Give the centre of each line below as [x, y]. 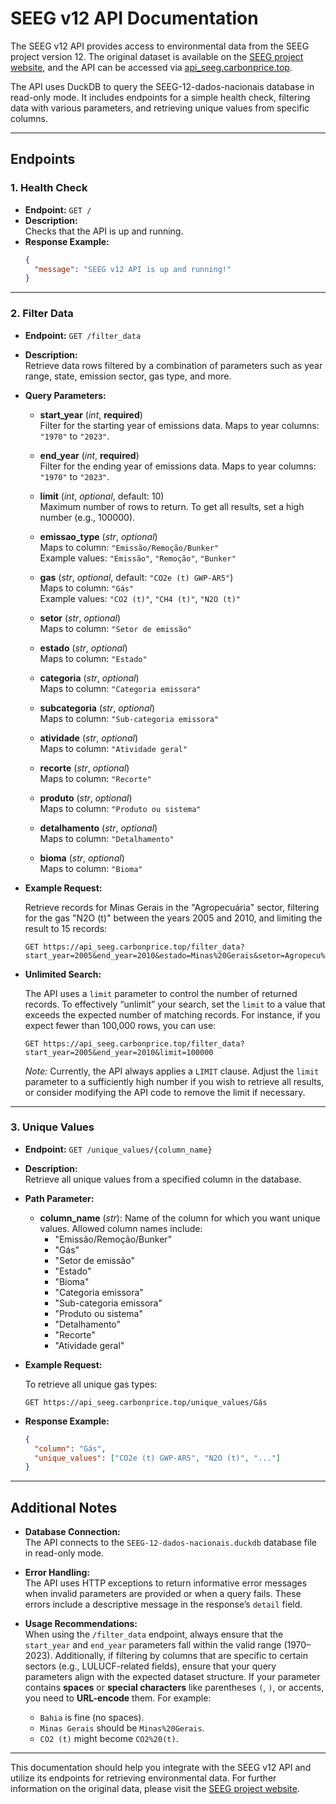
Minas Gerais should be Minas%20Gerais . [122, 1728]
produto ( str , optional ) [86, 798]
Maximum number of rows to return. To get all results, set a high [172, 506]
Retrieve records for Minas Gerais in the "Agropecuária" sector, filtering [172, 907]
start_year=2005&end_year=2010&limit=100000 [119, 1052]
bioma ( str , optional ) [82, 858]
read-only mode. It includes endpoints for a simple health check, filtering [160, 97]
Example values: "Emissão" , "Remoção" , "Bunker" [138, 558]
